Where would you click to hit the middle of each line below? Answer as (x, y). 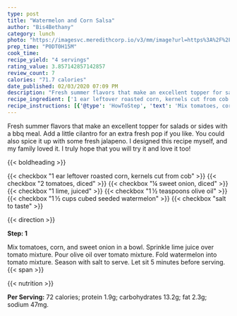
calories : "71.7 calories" (47, 80)
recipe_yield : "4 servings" (49, 60)
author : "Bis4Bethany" (41, 27)
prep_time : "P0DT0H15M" (42, 47)
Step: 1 (18, 233)
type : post (23, 14)
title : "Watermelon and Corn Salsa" (61, 21)
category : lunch (31, 34)
